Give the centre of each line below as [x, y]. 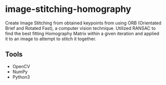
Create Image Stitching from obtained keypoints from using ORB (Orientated [83, 23]
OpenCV [21, 66]
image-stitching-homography [68, 9]
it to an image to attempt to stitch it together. [51, 39]
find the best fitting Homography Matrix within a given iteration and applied [82, 33]
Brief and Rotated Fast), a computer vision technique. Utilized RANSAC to [81, 28]
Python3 [21, 77]
